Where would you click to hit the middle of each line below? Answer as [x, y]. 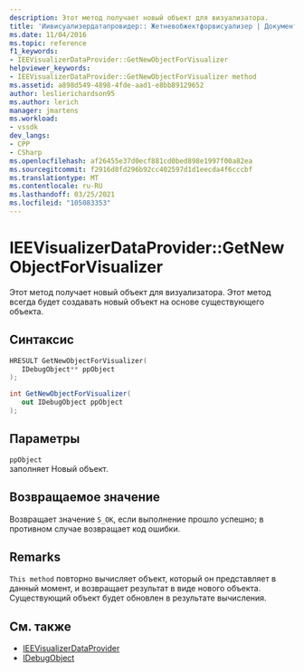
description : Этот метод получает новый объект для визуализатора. [139, 18]
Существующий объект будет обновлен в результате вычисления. [138, 598]
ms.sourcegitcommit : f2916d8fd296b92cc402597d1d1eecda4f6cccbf [131, 169]
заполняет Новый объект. [59, 468]
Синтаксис [42, 340]
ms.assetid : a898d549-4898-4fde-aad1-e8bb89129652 [107, 85]
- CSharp [26, 152]
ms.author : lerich [44, 102]
